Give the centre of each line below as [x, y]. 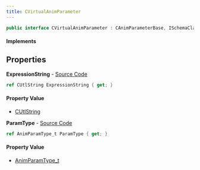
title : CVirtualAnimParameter [44, 12]
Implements [21, 41]
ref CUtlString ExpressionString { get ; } [60, 85]
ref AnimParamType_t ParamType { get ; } [57, 134]
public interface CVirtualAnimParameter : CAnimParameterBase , [86, 28]
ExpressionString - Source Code [47, 74]
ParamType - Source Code [39, 123]
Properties [26, 60]
